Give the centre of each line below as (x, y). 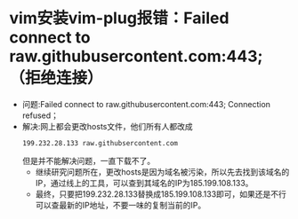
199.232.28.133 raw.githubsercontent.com (100, 143)
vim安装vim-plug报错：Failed (119, 18)
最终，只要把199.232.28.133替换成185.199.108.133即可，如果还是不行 (161, 194)
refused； (40, 115)
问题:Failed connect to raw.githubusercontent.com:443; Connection (146, 104)
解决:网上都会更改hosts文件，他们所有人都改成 (107, 126)
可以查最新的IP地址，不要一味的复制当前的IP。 (121, 205)
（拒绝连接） (56, 78)
